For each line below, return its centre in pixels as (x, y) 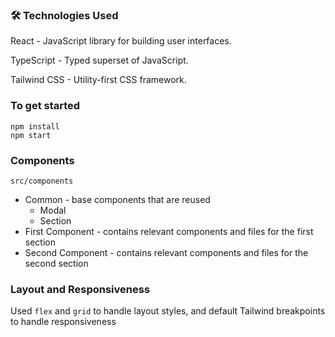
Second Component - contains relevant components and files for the (166, 252)
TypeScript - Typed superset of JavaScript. (99, 60)
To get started (45, 106)
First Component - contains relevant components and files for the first (169, 231)
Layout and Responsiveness (80, 289)
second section (56, 263)
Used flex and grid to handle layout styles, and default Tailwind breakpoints (168, 311)
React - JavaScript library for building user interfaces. (121, 41)
